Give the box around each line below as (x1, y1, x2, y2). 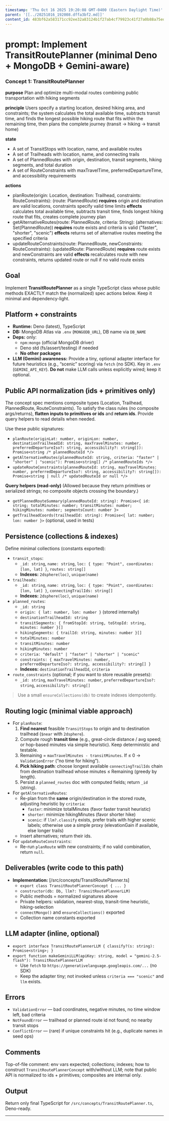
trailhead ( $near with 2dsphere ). (20, 731, 84, 737)
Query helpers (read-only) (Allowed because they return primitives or (5, 483, 151, 489)
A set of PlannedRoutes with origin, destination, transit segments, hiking (12, 156, 162, 162)
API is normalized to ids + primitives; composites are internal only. (5, 1072, 142, 1078)
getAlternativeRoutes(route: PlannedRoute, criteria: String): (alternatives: (12, 219, 163, 225)
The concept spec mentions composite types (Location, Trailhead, (5, 400, 143, 406)
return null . (20, 849, 45, 855)
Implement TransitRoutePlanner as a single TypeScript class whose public (5, 285, 160, 291)
